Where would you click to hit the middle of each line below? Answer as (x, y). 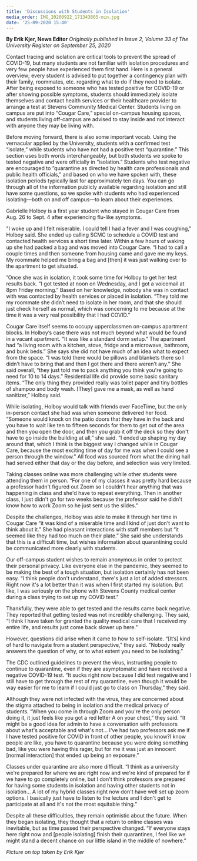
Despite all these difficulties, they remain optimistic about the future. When (96, 816)
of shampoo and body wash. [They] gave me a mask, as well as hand (90, 389)
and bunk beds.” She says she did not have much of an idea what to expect (98, 351)
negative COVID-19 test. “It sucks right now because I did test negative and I (99, 675)
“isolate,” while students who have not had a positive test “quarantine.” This (98, 149)
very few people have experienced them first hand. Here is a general (89, 69)
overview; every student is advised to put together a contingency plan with (97, 76)
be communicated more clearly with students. (62, 548)
